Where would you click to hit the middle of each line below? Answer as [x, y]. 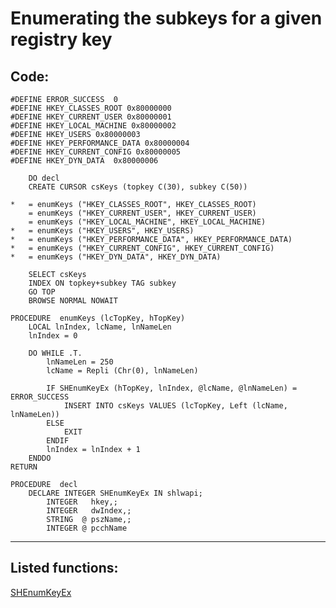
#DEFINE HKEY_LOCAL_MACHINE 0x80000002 [93, 126]
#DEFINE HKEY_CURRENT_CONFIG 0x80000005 [96, 152]
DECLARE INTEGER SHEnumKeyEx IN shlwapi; [115, 493]
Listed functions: [64, 568]
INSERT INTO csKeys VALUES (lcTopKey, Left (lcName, [175, 406]
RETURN [24, 467]
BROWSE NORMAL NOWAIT [73, 301]
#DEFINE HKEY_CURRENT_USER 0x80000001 [91, 117]
